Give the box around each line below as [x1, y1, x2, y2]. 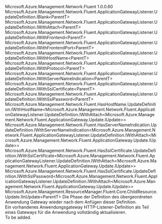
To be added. [5, 214, 31, 220]
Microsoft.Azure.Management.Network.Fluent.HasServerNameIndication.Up [5, 122, 157, 128]
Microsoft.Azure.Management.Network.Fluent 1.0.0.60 [5, 4, 113, 9]
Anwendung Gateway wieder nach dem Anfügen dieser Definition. [5, 199, 137, 205]
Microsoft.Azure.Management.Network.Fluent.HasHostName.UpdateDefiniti [5, 102, 156, 107]
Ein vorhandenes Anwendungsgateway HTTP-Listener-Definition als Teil [5, 204, 149, 210]
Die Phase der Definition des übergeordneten [62, 194, 153, 199]
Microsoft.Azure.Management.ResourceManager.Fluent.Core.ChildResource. [5, 189, 158, 194]
